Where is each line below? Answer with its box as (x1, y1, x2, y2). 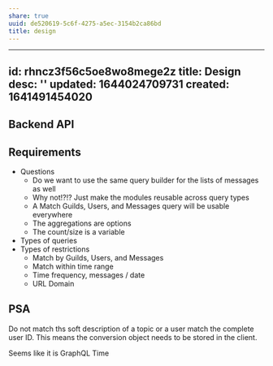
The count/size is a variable (32, 226, 125, 236)
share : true (8, 11, 49, 20)
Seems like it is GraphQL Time (8, 348, 110, 358)
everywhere (32, 209, 73, 219)
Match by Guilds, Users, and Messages (32, 252, 164, 262)
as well (32, 183, 56, 193)
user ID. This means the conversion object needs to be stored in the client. (8, 332, 258, 342)
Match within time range (32, 261, 114, 271)
